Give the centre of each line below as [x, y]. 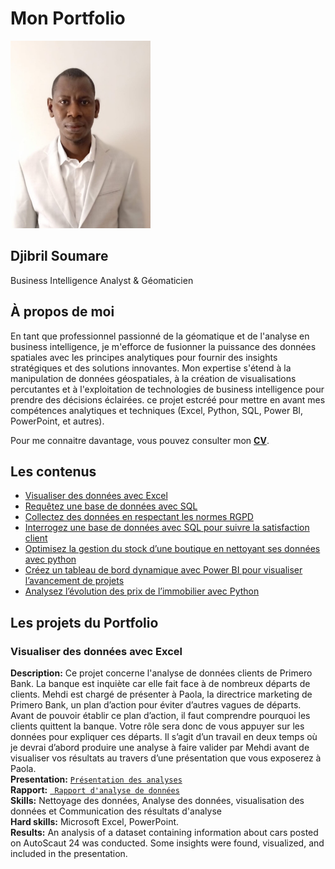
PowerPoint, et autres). [57, 421]
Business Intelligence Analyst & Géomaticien [102, 280]
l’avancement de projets [74, 581]
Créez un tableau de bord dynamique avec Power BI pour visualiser [163, 570]
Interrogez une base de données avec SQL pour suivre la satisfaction [167, 528]
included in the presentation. [69, 854]
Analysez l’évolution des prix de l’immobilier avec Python [142, 591]
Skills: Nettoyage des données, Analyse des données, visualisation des [157, 801]
